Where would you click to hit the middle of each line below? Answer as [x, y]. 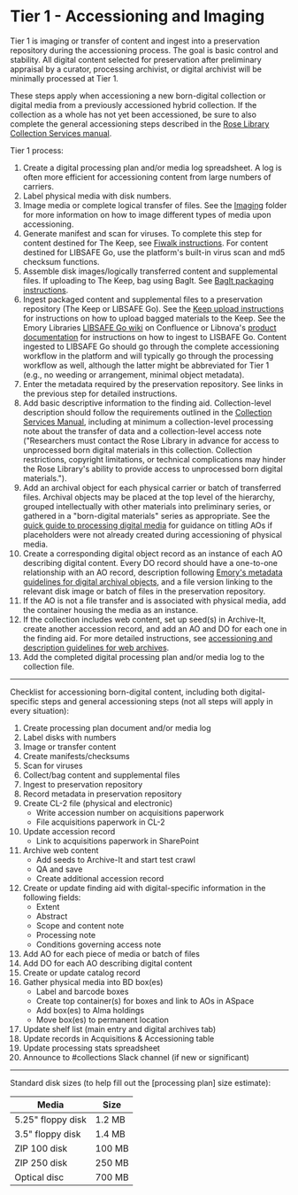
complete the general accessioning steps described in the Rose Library [140, 124]
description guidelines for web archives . [96, 648]
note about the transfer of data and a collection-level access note [142, 431]
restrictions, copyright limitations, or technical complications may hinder [154, 459]
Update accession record [69, 831]
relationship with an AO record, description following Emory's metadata [153, 572]
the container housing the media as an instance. [110, 609]
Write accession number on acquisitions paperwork [130, 812]
